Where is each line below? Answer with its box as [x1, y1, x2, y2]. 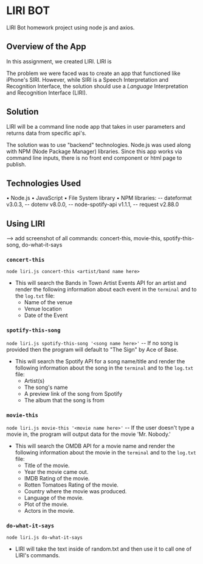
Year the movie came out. [24, 468, 89, 476]
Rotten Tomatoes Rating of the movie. [24, 481, 119, 488]
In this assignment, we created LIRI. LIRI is [6, 57, 112, 65]
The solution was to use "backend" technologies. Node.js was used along [6, 141, 191, 148]
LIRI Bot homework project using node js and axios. [6, 24, 135, 31]
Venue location [24, 305, 62, 313]
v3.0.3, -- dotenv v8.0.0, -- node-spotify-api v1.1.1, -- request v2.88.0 [6, 201, 179, 208]
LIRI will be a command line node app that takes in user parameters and [6, 123, 185, 130]
